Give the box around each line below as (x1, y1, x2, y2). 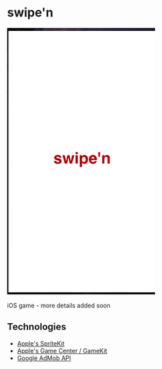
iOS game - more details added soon (7, 301, 111, 309)
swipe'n (7, 5, 53, 21)
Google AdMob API (16, 354, 72, 362)
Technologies (7, 321, 67, 333)
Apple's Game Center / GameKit (16, 346, 107, 355)
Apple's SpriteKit (16, 339, 65, 347)
